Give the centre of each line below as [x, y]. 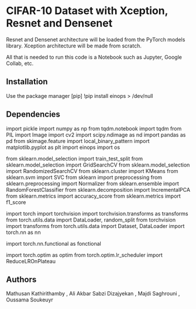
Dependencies [33, 115]
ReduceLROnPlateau [31, 261]
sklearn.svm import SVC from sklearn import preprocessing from [84, 177]
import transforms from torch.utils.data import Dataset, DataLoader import [95, 226]
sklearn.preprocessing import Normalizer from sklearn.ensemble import [93, 184]
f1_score [16, 202]
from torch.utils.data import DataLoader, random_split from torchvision [91, 220]
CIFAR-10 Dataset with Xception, [87, 11]
